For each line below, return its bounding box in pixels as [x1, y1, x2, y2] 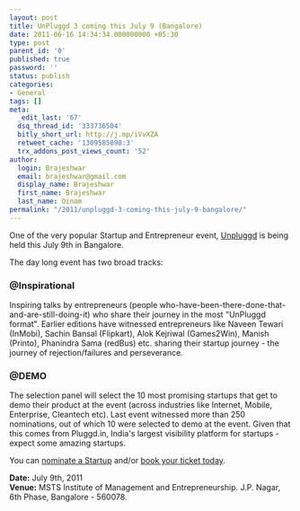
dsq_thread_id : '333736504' [17, 122, 123, 131]
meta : [9, 105, 30, 114]
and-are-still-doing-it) [9, 309, 91, 320]
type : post [9, 38, 50, 48]
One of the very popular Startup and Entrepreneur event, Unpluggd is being [9, 230, 289, 241]
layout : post [9, 13, 58, 22]
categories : [9, 80, 54, 89]
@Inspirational [9, 279, 75, 292]
